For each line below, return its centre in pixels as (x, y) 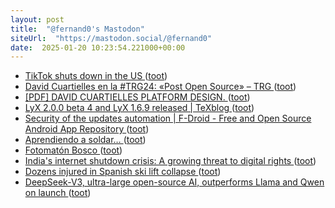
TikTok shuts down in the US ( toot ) (96, 76)
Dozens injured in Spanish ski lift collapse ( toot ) (123, 172)
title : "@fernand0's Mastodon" (77, 29)
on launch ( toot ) (58, 193)
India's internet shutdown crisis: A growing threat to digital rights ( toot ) (170, 161)
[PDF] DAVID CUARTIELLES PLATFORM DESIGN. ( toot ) (137, 97)
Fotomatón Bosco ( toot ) (73, 150)
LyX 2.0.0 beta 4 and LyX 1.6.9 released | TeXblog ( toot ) (139, 108)
